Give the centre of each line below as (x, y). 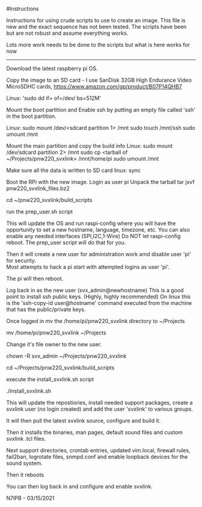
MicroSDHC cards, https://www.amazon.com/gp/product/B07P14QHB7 (94, 86)
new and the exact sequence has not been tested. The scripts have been (96, 27)
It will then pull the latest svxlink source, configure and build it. (84, 421)
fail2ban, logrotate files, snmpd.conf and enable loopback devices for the (97, 457)
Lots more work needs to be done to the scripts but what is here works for (98, 45)
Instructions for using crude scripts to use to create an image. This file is (96, 20)
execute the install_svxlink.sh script (50, 379)
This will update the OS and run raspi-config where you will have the (91, 223)
